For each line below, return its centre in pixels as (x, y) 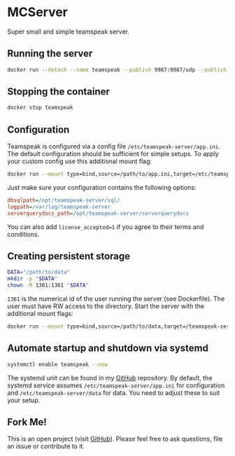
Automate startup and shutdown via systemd (108, 348)
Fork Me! (27, 422)
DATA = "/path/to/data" (39, 272)
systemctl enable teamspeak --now (58, 364)
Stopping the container (59, 92)
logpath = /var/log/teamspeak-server (59, 207)
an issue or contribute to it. (46, 446)
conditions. (23, 234)
